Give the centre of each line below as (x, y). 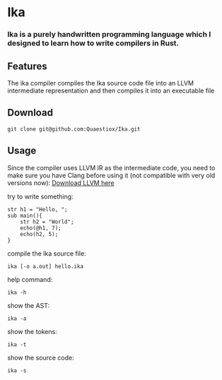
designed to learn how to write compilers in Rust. (93, 43)
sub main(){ (25, 215)
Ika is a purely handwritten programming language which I (109, 35)
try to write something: (40, 196)
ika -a (17, 319)
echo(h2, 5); (39, 234)
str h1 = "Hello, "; (38, 209)
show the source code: (41, 357)
